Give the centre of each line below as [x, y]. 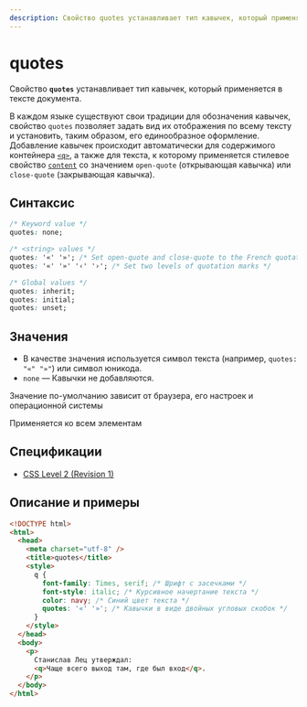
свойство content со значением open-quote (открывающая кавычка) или [150, 165]
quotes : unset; [38, 308]
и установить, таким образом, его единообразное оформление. [135, 135]
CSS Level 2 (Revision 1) [68, 474]
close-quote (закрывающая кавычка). [82, 174]
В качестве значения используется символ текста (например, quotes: [160, 359]
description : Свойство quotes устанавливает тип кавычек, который [138, 18]
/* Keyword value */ [49, 224]
